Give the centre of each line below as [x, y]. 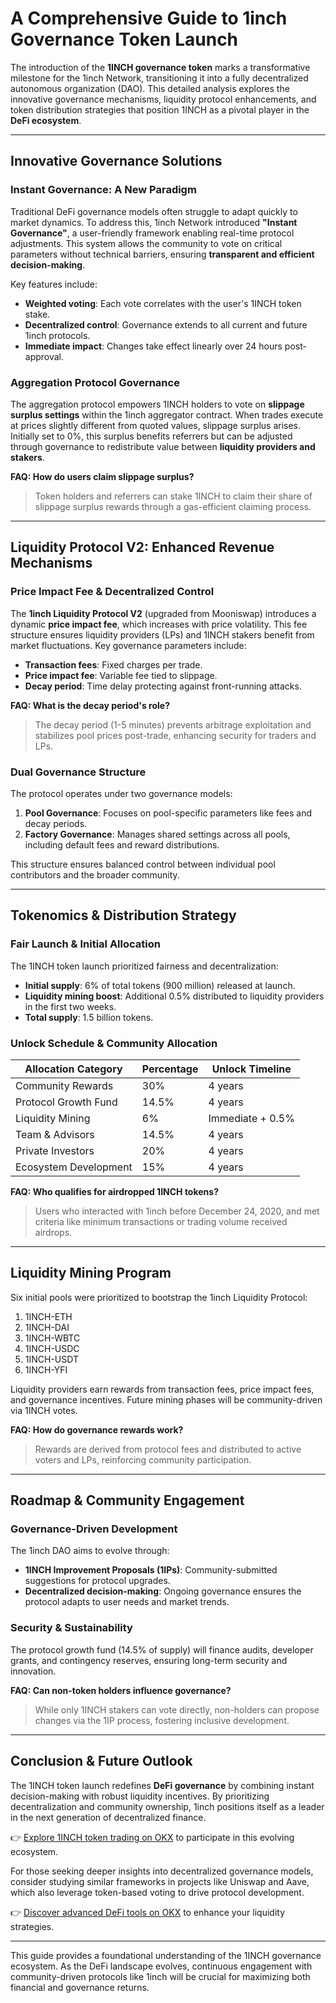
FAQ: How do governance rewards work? [97, 1429]
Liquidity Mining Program [91, 1273]
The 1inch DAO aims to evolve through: [90, 1551]
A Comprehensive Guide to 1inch [149, 18]
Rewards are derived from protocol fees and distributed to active [168, 1449]
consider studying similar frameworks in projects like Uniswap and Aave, [160, 1881]
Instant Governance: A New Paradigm [103, 190]
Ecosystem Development [74, 1167]
